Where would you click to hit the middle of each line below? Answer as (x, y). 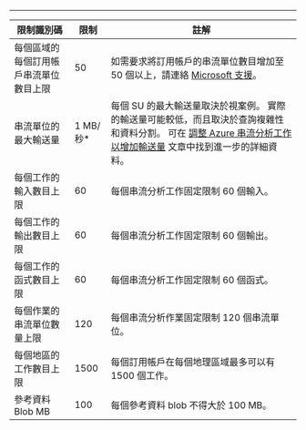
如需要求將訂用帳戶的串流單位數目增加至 (197, 61)
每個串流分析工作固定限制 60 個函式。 (192, 280)
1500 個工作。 (142, 376)
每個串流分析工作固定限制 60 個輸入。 (192, 191)
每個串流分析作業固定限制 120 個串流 (190, 317)
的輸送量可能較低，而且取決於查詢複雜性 (197, 119)
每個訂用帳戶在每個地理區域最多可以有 (193, 362)
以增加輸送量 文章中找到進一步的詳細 (189, 147)
